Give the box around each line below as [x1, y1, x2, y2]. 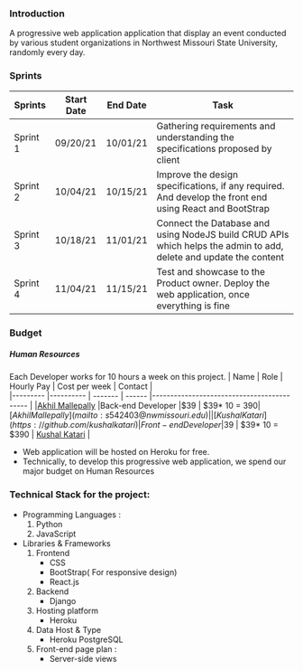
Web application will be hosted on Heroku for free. [22, 447, 210, 458]
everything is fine [156, 299, 230, 312]
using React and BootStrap [156, 202, 271, 214]
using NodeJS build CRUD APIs [156, 228, 289, 241]
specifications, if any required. [156, 179, 285, 192]
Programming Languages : [22, 509, 122, 520]
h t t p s [12, 420, 32, 430]
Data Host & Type [35, 624, 102, 635]
